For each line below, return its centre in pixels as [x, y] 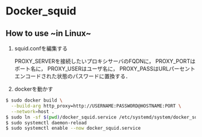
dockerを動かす [34, 89]
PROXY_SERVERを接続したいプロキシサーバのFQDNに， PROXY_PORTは [105, 61]
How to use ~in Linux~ [49, 33]
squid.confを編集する [41, 48]
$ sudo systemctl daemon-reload [46, 123]
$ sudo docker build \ [34, 100]
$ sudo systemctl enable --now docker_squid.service [73, 128]
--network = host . [33, 111]
